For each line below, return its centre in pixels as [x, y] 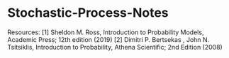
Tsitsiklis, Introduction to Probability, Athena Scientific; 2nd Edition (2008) [115, 47]
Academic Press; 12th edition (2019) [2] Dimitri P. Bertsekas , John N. [108, 39]
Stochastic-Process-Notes [88, 13]
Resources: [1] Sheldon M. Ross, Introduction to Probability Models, [106, 32]
